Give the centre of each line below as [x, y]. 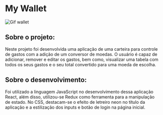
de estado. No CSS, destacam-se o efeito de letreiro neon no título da [75, 102]
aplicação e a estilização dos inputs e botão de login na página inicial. [75, 107]
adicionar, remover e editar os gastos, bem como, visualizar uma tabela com [82, 59]
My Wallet [26, 9]
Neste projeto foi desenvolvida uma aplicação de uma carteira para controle [81, 49]
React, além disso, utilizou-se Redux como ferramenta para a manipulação [80, 97]
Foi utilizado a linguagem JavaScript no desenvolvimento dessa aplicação [79, 92]
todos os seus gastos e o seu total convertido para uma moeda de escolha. [81, 64]
